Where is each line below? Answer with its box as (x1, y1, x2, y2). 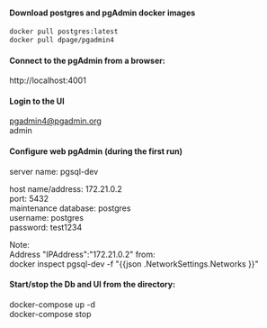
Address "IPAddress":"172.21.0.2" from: (9, 249, 156, 260)
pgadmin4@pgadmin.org (9, 115, 102, 126)
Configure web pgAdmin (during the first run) (9, 145, 182, 157)
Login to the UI (9, 96, 65, 106)
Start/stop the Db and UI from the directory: (9, 279, 176, 290)
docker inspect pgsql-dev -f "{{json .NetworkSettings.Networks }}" (9, 258, 259, 269)
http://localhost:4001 (9, 75, 87, 86)
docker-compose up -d (9, 298, 96, 310)
